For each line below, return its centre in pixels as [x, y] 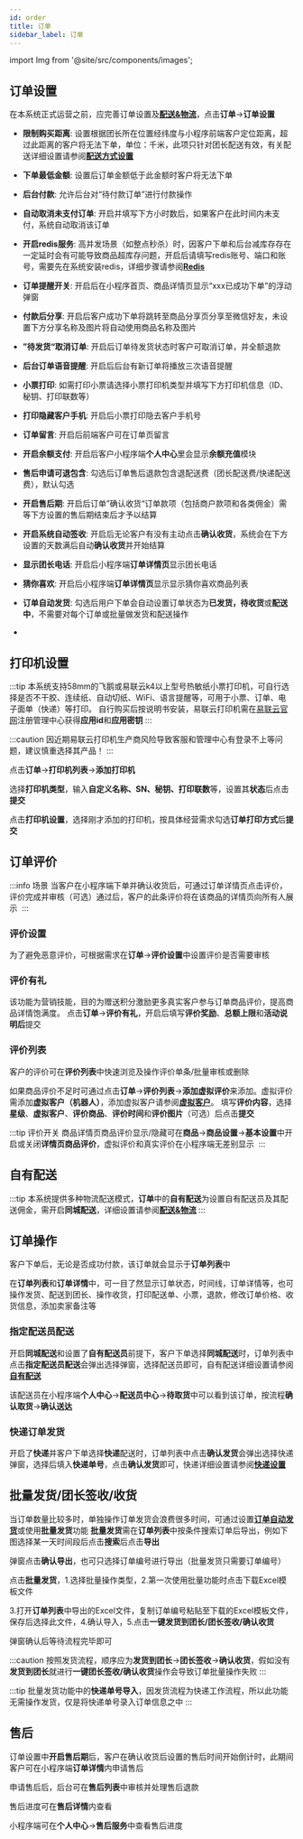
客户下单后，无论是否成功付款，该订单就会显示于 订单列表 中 [120, 1264]
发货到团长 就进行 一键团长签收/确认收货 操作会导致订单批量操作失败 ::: [138, 1671]
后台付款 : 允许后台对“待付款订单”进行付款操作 [107, 194]
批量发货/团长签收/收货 [73, 1495]
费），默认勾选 [48, 485]
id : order [28, 18]
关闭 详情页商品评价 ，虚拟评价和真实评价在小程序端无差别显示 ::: [145, 1144]
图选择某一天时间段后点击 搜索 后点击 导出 [84, 1541]
